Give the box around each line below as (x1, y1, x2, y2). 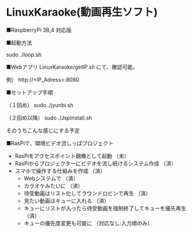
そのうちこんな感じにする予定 (6, 127, 80, 134)
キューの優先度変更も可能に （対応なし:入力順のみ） (23, 219, 153, 227)
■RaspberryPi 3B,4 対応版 (6, 26, 72, 33)
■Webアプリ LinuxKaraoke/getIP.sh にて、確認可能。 (6, 63, 138, 71)
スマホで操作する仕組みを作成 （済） (14, 167, 106, 174)
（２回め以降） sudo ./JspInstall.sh (6, 114, 93, 121)
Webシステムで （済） (23, 175, 79, 182)
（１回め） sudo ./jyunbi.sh (6, 101, 74, 108)
